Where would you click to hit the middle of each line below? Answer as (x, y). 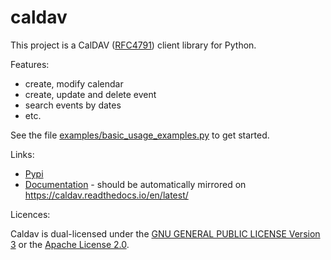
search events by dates (73, 105)
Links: (22, 154)
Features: (30, 64)
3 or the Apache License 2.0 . (70, 244)
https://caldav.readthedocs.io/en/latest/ (106, 195)
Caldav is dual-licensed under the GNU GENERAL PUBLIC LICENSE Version (165, 233)
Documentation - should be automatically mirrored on (135, 184)
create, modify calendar (74, 83)
